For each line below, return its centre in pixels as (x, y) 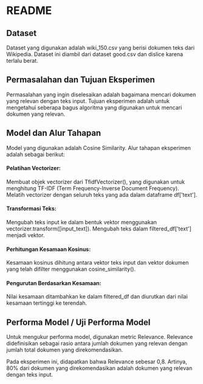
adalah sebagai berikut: (36, 154)
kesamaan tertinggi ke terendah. (47, 303)
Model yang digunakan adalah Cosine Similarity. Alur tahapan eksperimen (99, 148)
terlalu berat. (22, 61)
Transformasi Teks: (31, 208)
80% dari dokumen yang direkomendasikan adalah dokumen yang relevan (99, 368)
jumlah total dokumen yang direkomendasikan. (65, 350)
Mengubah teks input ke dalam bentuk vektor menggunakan (81, 222)
